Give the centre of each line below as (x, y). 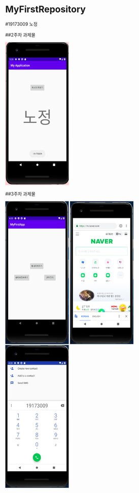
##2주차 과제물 (20, 35)
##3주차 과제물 (20, 193)
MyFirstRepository (46, 9)
